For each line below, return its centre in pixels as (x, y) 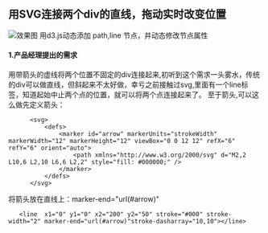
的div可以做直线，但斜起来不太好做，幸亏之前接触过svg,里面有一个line (125, 85)
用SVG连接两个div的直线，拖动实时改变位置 (118, 14)
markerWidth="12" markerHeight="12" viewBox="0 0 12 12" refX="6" (122, 141)
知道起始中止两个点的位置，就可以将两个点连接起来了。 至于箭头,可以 (137, 95)
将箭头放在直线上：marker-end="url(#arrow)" (84, 199)
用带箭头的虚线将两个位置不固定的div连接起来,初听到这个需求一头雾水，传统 (134, 75)
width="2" (25, 222)
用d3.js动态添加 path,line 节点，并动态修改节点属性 (124, 35)
